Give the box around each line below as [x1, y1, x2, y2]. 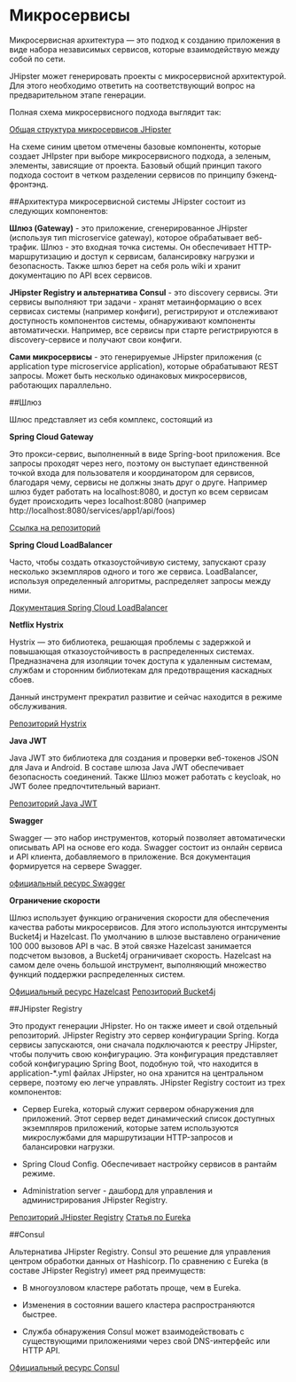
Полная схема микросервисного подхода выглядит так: [9, 107, 222, 117]
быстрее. [21, 1308, 58, 1319]
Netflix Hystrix [9, 619, 64, 630]
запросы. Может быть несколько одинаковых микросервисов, [9, 370, 247, 381]
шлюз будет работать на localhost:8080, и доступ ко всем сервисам [9, 486, 269, 497]
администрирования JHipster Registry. [21, 1195, 168, 1205]
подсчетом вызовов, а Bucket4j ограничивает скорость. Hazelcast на [9, 950, 272, 960]
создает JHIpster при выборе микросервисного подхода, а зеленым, [9, 150, 272, 161]
